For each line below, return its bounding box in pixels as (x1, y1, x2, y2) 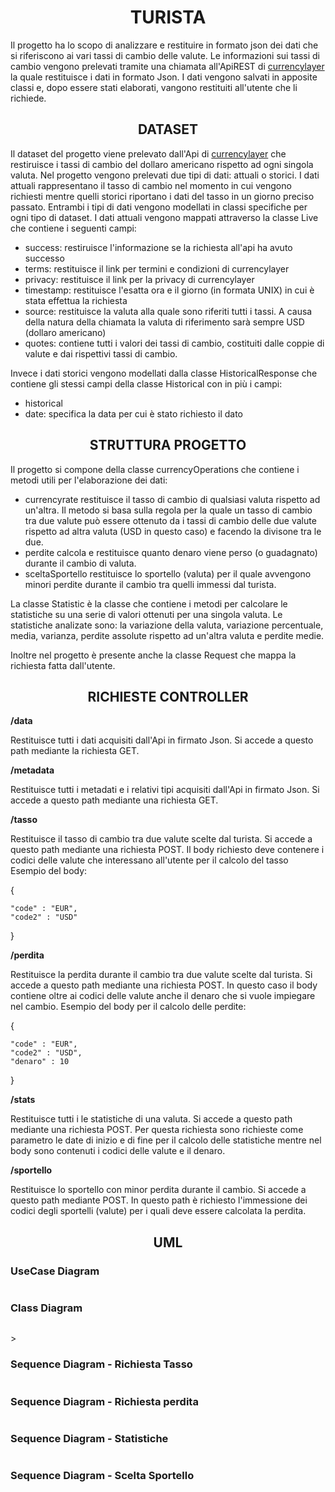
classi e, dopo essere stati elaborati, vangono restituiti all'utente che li (10, 81, 298, 93)
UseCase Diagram (10, 1264, 100, 1278)
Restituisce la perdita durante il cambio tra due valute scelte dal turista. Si (10, 969, 313, 981)
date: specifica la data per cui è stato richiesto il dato (24, 407, 243, 420)
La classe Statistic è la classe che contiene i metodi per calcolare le (10, 597, 288, 610)
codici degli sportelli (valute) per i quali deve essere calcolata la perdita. (10, 1205, 307, 1217)
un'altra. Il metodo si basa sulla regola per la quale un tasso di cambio (24, 504, 313, 516)
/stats (10, 1094, 36, 1106)
